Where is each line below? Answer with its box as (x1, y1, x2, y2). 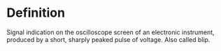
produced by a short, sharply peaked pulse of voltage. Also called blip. (6, 35, 211, 43)
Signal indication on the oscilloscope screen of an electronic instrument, (6, 28, 215, 36)
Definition (6, 5, 66, 21)
